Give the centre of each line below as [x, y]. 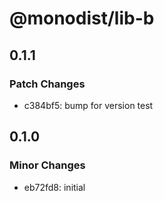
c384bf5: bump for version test [88, 105]
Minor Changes [47, 165]
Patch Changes [47, 84]
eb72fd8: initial [54, 187]
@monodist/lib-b [82, 18]
